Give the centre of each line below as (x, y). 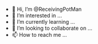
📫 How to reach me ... (39, 35)
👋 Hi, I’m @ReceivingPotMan (47, 9)
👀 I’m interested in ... (37, 15)
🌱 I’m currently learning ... (43, 22)
